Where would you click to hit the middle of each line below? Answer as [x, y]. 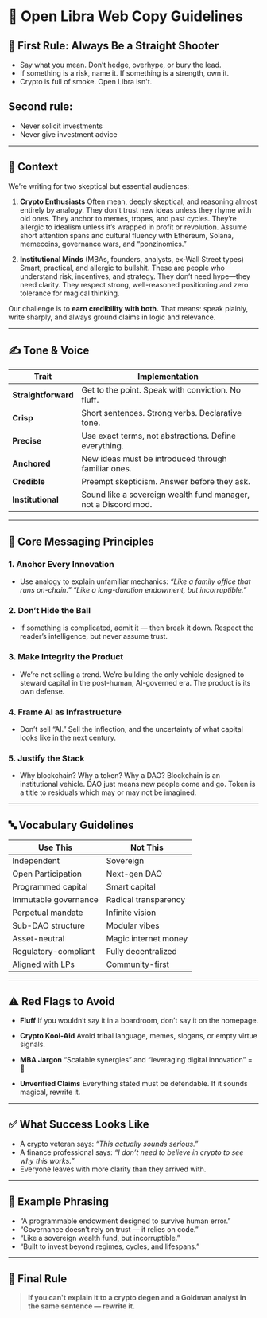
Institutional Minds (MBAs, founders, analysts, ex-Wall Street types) [132, 259]
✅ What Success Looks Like [79, 1125]
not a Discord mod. [117, 505]
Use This [56, 847]
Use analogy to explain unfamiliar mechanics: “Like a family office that [135, 581]
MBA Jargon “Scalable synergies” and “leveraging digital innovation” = [136, 1059]
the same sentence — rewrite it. [81, 1306]
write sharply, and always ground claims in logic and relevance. [112, 317]
